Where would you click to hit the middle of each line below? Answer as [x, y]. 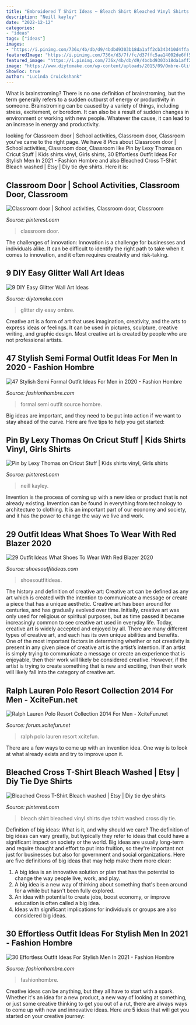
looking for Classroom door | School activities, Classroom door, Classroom [96, 136]
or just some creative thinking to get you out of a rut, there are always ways [97, 1003]
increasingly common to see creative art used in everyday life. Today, [90, 623]
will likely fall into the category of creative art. [61, 672]
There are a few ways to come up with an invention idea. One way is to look [97, 748]
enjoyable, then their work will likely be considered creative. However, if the [97, 660]
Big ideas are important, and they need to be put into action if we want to [94, 415]
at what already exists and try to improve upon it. [65, 754]
